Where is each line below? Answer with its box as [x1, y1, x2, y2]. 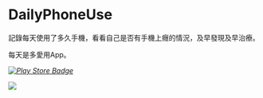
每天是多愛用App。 [8, 49, 71, 59]
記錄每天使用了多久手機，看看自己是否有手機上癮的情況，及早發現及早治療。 [8, 33, 260, 42]
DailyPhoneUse [8, 6, 113, 24]
